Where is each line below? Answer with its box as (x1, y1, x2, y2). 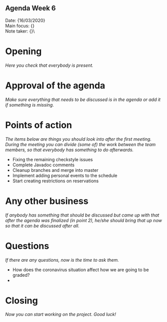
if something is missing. (5, 101, 54, 108)
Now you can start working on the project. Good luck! (5, 311, 116, 317)
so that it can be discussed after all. (5, 223, 80, 229)
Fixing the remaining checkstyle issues (12, 156, 93, 162)
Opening (5, 46, 42, 57)
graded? (12, 272, 30, 278)
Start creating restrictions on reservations (12, 178, 99, 184)
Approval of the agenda (5, 80, 105, 91)
